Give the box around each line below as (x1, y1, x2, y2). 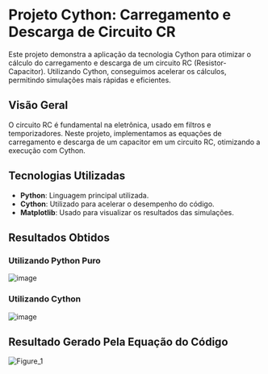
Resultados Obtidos (8, 231, 111, 244)
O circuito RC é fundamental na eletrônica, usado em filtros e (8, 119, 211, 130)
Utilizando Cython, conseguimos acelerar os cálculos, (47, 66, 227, 76)
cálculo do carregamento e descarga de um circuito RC (8, 58, 192, 68)
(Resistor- (193, 58, 227, 68)
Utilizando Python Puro (8, 255, 101, 266)
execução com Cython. (8, 145, 86, 155)
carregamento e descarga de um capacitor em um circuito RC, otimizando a (8, 137, 261, 147)
